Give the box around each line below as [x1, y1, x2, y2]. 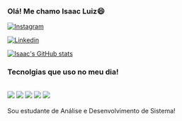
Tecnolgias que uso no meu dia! [7, 67, 119, 77]
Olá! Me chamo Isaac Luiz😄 [7, 6, 105, 16]
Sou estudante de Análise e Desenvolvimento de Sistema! [7, 106, 176, 115]
